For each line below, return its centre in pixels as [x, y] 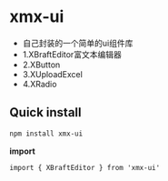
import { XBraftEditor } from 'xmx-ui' [85, 167]
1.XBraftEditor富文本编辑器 [72, 54]
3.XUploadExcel [53, 74]
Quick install [45, 112]
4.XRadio [40, 84]
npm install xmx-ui [46, 134]
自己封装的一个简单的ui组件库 [78, 43]
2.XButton [41, 65]
